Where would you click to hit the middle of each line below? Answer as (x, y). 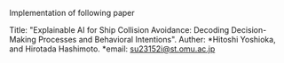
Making (23, 39)
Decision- (248, 30)
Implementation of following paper (72, 13)
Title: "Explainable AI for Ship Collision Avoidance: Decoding (119, 30)
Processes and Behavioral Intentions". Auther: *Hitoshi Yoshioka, (158, 39)
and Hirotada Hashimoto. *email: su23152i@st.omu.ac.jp (112, 49)
